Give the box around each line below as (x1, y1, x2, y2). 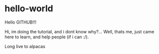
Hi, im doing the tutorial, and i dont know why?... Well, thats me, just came (4, 28, 155, 34)
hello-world (4, 3, 54, 14)
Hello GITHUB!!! (4, 19, 36, 25)
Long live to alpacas (4, 43, 45, 49)
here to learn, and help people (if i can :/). (4, 34, 89, 40)
